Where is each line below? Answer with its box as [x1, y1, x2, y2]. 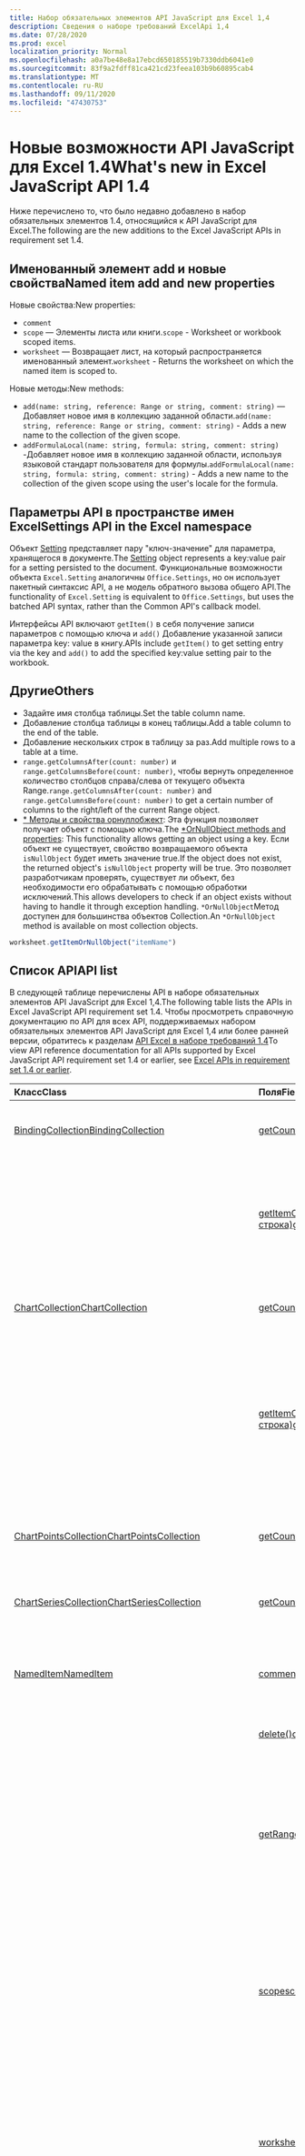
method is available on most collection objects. [22, 920, 199, 931]
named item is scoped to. [22, 366, 118, 377]
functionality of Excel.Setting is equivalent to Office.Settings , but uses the [9, 590, 295, 601]
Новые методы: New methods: [9, 383, 124, 394]
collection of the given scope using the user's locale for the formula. [22, 479, 279, 489]
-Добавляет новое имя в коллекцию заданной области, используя [22, 449, 282, 460]
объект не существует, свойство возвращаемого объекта [22, 842, 248, 853]
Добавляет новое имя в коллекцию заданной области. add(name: [22, 410, 272, 421]
